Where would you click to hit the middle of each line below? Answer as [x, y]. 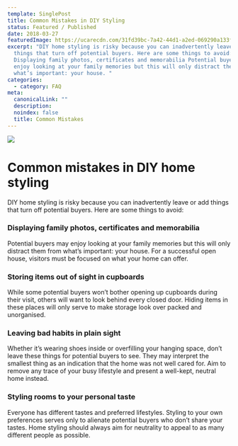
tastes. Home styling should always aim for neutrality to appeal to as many [116, 427]
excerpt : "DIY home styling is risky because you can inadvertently [110, 47]
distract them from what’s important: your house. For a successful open [112, 251]
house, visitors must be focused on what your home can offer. [98, 258]
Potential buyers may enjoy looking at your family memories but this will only [119, 243]
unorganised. [27, 315]
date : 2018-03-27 [33, 34]
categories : [25, 80]
